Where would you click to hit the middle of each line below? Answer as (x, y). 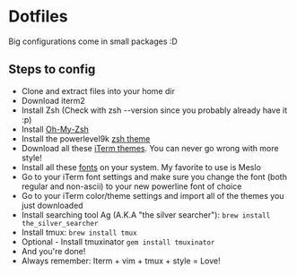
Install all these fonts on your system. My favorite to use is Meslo (141, 167)
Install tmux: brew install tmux (79, 232)
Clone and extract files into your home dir (98, 90)
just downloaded (52, 205)
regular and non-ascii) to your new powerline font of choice (131, 186)
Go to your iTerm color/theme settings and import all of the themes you (153, 195)
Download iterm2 (53, 100)
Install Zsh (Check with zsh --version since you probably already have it (154, 110)
